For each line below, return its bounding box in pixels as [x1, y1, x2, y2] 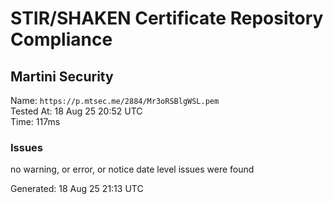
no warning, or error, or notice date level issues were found [10, 163, 255, 176]
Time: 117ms [10, 116, 61, 127]
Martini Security [10, 68, 114, 85]
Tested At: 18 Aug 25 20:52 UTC [10, 105, 143, 117]
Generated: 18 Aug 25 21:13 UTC [10, 183, 144, 195]
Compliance [10, 28, 113, 51]
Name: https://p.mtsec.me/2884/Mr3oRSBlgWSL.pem [10, 95, 220, 106]
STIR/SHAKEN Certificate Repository [10, 7, 324, 30]
